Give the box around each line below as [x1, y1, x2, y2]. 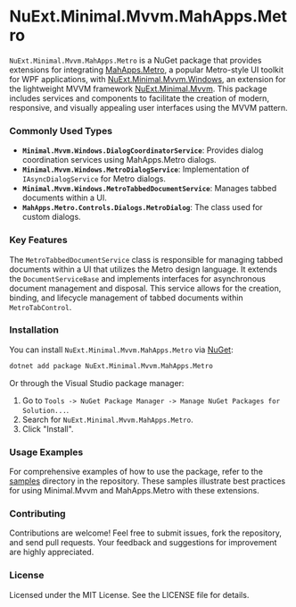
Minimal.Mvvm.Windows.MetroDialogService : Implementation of [21, 164, 250, 175]
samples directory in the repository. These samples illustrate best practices [9, 476, 286, 486]
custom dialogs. [21, 212, 82, 223]
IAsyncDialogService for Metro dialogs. [21, 173, 167, 184]
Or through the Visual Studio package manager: [9, 377, 185, 388]
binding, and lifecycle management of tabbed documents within [9, 292, 243, 303]
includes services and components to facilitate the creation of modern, [9, 92, 270, 104]
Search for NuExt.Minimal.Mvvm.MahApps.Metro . [21, 414, 193, 425]
